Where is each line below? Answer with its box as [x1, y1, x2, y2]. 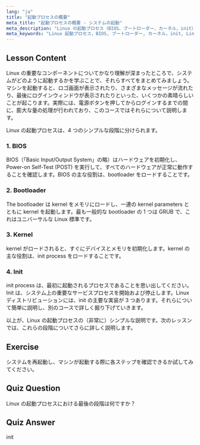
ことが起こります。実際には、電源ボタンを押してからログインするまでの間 [6, 99, 189, 106]
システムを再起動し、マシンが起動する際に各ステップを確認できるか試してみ [6, 358, 193, 365]
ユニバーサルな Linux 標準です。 [16, 215, 95, 223]
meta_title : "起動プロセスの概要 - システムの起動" [6, 20, 123, 26]
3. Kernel [6, 230, 33, 239]
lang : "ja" [6, 8, 33, 15]
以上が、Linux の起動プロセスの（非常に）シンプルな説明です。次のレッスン [6, 316, 192, 324]
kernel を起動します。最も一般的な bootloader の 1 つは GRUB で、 [23, 208, 186, 215]
